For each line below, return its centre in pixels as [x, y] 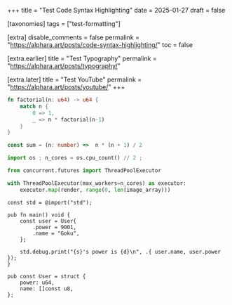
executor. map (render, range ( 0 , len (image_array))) [95, 190]
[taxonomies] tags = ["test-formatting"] [64, 24]
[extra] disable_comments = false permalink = [74, 37]
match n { [34, 106]
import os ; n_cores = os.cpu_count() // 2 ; [75, 158]
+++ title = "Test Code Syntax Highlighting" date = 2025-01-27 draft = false [116, 10]
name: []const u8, [47, 288]
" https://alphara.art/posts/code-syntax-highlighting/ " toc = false [100, 45]
